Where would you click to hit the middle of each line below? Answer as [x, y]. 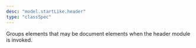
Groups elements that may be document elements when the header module [98, 33]
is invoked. [19, 40]
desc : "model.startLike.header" [46, 11]
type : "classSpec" [29, 17]
